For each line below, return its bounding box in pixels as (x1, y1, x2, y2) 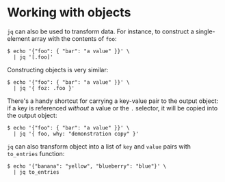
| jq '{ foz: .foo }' (13, 85, 75, 91)
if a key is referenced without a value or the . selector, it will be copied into (7, 104, 218, 112)
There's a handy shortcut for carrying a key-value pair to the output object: (7, 97, 219, 105)
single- (195, 27, 215, 35)
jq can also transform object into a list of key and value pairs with (7, 142, 191, 151)
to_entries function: (7, 149, 65, 157)
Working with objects (7, 5, 131, 20)
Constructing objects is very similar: (7, 65, 109, 74)
